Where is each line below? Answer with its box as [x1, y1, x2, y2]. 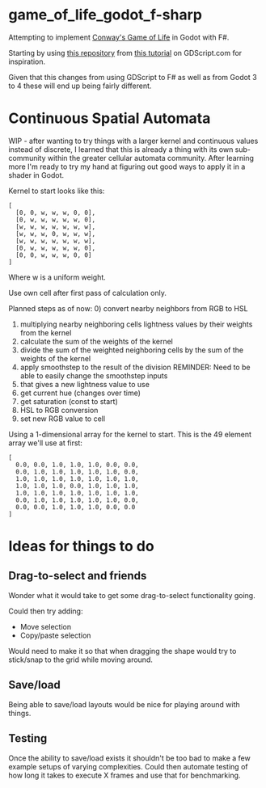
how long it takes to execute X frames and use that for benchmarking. [8, 770, 241, 780]
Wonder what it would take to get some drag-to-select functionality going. [8, 590, 256, 600]
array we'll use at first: [8, 438, 83, 448]
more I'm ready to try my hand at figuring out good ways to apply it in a [8, 162, 246, 171]
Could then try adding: [8, 606, 83, 616]
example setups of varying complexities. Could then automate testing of [8, 761, 248, 771]
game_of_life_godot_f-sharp [8, 6, 202, 24]
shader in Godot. [8, 170, 65, 179]
